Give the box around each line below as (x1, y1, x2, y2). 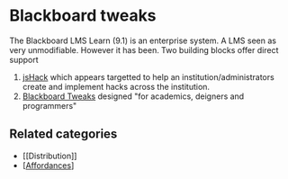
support (9, 54, 39, 65)
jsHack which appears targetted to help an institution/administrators (22, 71, 274, 82)
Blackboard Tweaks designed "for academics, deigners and (22, 91, 245, 102)
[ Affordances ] (22, 159, 75, 171)
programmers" (22, 100, 77, 111)
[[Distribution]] (22, 150, 77, 161)
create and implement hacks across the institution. (22, 81, 210, 92)
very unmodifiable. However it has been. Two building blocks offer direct (9, 44, 279, 55)
